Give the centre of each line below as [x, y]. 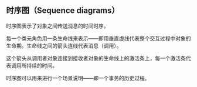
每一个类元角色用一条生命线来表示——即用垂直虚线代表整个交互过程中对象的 [98, 38]
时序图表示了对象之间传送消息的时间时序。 [57, 26]
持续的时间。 [42, 65]
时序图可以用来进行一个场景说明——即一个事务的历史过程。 [78, 78]
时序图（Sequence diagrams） [63, 11]
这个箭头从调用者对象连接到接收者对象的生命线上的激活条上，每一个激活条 [96, 58]
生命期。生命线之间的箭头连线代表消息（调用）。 [64, 45]
